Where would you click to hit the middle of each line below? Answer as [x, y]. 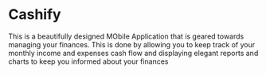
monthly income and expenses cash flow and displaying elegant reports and [133, 53]
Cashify [35, 15]
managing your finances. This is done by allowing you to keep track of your [132, 44]
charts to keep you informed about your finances [88, 61]
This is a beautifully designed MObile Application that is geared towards [126, 36]
